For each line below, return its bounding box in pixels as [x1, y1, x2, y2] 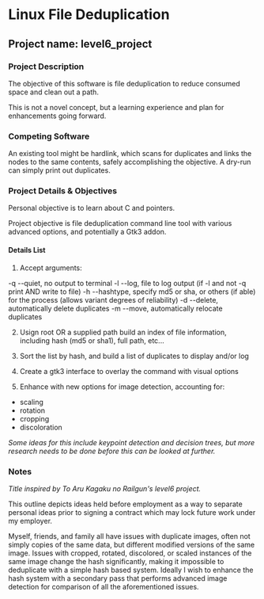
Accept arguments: [19, 263, 83, 273]
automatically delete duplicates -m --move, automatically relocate [8, 303, 223, 313]
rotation [19, 406, 46, 415]
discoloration [19, 422, 63, 432]
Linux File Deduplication [8, 6, 170, 24]
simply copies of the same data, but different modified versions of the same [8, 540, 255, 549]
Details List [8, 246, 46, 255]
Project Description [8, 61, 85, 72]
